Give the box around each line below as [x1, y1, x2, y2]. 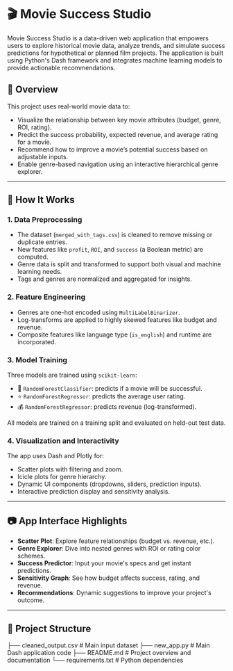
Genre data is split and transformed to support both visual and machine [17, 260, 222, 268]
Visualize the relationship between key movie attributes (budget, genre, [17, 115, 222, 124]
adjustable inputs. [17, 152, 69, 161]
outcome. [17, 596, 45, 604]
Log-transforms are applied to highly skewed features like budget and [17, 315, 217, 324]
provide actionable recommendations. [7, 63, 116, 72]
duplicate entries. [17, 238, 67, 246]
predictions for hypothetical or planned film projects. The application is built [7, 49, 224, 57]
